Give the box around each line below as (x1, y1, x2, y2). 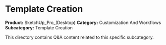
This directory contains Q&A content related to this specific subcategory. (5, 34, 154, 40)
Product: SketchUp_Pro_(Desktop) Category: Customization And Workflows (5, 20, 161, 25)
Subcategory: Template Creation (5, 24, 73, 30)
